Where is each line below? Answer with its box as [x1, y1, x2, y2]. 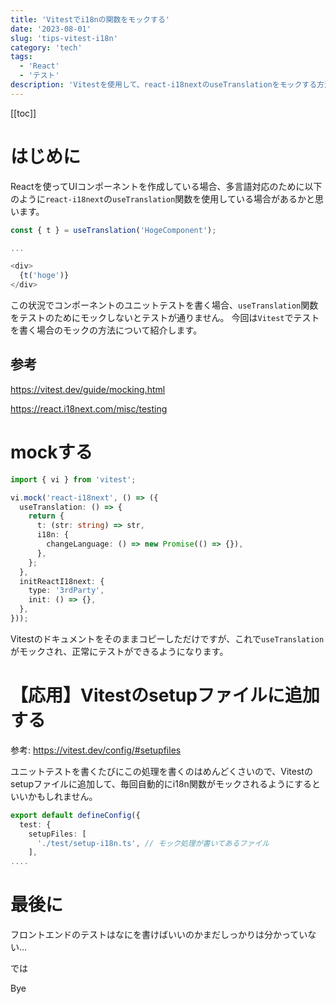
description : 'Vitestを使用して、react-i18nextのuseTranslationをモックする [10, 80, 318, 90]
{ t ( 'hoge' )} [19, 271, 70, 281]
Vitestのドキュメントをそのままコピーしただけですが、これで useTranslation [10, 632, 325, 645]
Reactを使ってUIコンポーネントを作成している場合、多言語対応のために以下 [10, 180, 323, 192]
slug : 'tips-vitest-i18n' [10, 33, 118, 43]
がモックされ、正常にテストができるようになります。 [10, 645, 229, 657]
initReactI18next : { [19, 576, 105, 586]
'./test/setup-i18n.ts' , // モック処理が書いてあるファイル [36, 838, 270, 848]
